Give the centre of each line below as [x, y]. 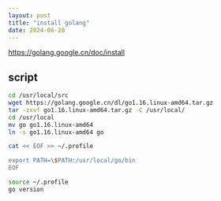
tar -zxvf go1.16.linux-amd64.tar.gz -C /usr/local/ [97, 110]
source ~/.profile [38, 182]
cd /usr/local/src [38, 95]
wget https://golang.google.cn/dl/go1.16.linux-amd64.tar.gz [111, 103]
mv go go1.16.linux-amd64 [51, 125]
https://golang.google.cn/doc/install [66, 53]
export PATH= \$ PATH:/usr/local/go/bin [72, 161]
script [23, 77]
